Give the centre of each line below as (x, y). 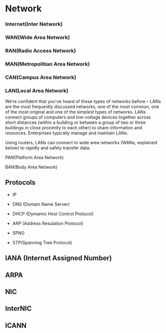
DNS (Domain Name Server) (41, 204)
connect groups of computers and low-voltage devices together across (78, 117)
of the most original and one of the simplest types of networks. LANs (76, 112)
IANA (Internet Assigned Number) (59, 258)
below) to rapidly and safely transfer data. (48, 148)
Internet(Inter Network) (34, 24)
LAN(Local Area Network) (37, 91)
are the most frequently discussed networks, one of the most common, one (82, 107)
